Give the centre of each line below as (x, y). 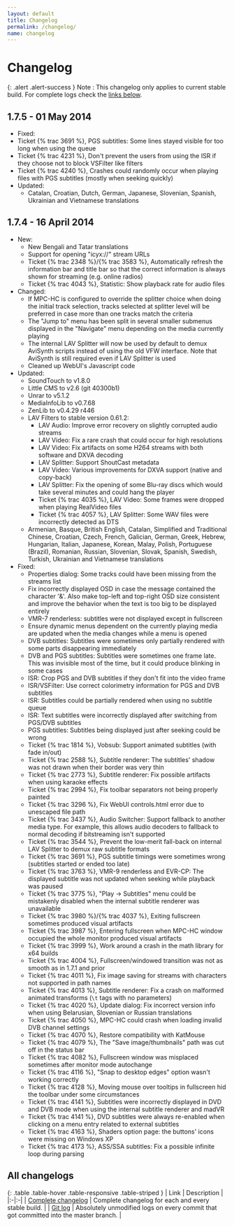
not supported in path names (70, 982)
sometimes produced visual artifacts (80, 923)
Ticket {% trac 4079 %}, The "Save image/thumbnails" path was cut (126, 1042)
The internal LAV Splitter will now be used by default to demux (117, 343)
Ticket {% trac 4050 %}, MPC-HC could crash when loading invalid (125, 1020)
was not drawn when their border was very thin (96, 767)
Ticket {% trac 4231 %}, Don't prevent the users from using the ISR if (117, 156)
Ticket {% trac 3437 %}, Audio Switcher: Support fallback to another (126, 819)
